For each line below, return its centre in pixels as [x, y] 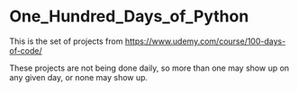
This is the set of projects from [66, 41]
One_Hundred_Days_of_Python [129, 17]
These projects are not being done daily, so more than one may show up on [149, 68]
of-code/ [26, 50]
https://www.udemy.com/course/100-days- [205, 41]
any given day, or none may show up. [79, 77]
